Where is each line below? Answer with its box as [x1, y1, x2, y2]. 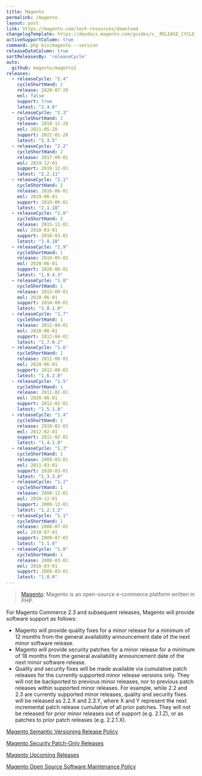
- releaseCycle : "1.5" [11, 378, 69, 384]
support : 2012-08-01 [17, 367, 69, 373]
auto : [6, 59, 20, 65]
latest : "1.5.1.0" [17, 406, 63, 412]
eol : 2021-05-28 [17, 126, 58, 132]
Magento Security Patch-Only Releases [6, 740, 104, 747]
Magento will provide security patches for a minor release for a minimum [14, 646, 195, 653]
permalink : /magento [6, 14, 58, 20]
